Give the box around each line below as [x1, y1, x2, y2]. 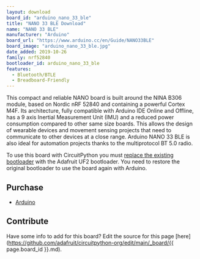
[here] [175, 232, 191, 239]
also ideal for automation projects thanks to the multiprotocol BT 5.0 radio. [6, 140, 193, 147]
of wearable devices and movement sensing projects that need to [6, 127, 172, 134]
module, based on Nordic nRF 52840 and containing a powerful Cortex [6, 100, 185, 108]
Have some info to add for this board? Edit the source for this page [6, 232, 174, 239]
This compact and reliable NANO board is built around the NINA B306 [6, 94, 182, 102]
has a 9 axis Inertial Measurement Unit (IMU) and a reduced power [6, 114, 174, 121]
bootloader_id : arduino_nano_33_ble [6, 60, 100, 66]
